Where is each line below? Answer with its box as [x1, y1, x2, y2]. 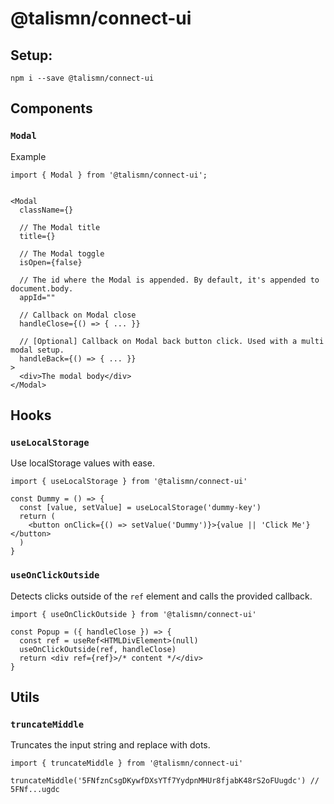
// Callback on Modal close [19, 310, 137, 320]
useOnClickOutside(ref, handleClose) [19, 644, 177, 654]
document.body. [10, 283, 74, 294]
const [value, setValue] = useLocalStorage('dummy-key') [19, 503, 262, 513]
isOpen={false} [19, 257, 83, 267]
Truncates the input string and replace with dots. [10, 739, 211, 751]
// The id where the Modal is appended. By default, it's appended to [19, 275, 320, 285]
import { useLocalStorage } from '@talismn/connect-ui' [10, 477, 248, 487]
